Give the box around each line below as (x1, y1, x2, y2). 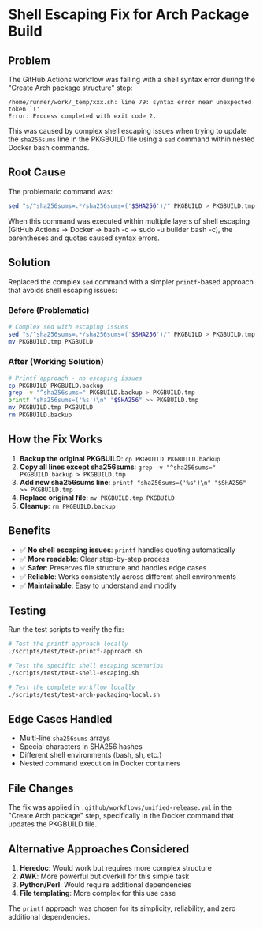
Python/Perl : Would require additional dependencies (19, 880, 191, 890)
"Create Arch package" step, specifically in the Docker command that (8, 811, 235, 821)
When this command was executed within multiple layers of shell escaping (8, 216, 250, 226)
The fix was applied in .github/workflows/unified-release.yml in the (8, 803, 232, 812)
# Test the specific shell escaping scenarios (8, 662, 164, 670)
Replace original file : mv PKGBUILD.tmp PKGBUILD (19, 492, 175, 502)
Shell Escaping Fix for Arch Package (8, 6, 250, 24)
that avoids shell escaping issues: (8, 285, 118, 295)
